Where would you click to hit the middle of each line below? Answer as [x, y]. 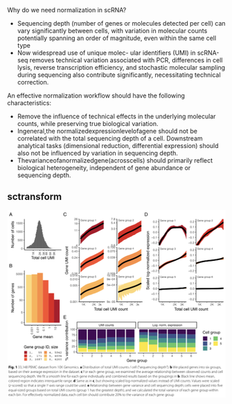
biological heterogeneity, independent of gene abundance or [104, 168]
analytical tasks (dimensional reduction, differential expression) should [118, 146]
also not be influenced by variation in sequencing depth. [98, 153]
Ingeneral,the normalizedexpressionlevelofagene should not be [107, 131]
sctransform [35, 197]
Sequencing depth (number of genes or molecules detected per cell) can [122, 23]
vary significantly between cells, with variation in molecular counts [112, 31]
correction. [33, 82]
